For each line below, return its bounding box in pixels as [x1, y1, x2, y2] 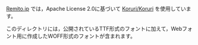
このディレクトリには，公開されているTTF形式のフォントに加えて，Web [6, 25, 183, 32]
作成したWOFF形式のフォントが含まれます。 [26, 33, 136, 40]
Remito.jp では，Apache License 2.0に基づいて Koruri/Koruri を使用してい [6, 5, 186, 12]
